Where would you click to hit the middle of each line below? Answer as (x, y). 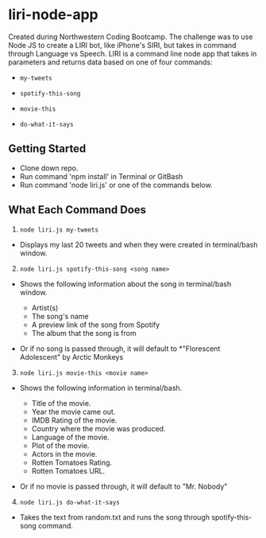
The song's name (60, 316)
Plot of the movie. (60, 445)
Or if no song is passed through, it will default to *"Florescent (120, 349)
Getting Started (47, 149)
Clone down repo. (49, 168)
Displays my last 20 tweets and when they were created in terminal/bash (139, 244)
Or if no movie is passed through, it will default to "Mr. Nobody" (123, 486)
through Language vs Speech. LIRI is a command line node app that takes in (133, 53)
